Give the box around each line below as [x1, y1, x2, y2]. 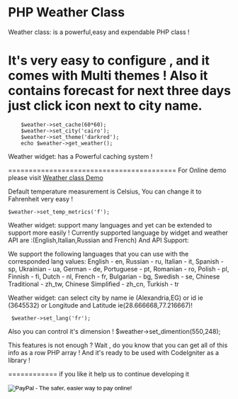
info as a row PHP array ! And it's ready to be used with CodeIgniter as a [8, 348, 219, 356]
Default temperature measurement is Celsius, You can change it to [8, 187, 202, 196]
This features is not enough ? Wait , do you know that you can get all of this [8, 341, 228, 349]
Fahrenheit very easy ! [8, 194, 74, 203]
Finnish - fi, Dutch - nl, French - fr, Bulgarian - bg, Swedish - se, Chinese [8, 272, 220, 281]
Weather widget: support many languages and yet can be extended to [8, 220, 212, 229]
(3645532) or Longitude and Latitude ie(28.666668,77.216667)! [8, 300, 193, 309]
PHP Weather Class [8, 4, 125, 21]
